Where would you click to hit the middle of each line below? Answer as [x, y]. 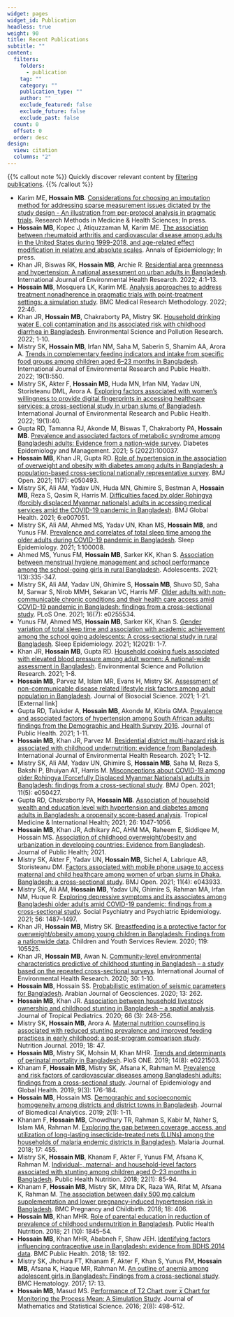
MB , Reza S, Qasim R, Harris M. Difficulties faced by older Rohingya [115, 495]
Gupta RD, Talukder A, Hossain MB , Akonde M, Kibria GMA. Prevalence [120, 710]
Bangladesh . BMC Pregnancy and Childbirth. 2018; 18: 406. [103, 1209]
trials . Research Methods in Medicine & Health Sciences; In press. [112, 220]
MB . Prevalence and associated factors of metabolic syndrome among [119, 435]
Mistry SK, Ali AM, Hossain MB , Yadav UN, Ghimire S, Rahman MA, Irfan [121, 889]
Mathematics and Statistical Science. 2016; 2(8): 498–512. [101, 1306]
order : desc [31, 137]
